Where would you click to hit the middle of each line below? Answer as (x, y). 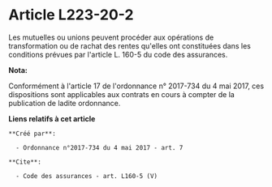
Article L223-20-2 (71, 15)
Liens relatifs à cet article (52, 118)
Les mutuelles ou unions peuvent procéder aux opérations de (111, 37)
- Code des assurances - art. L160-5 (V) (87, 176)
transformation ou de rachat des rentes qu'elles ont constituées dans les (130, 45)
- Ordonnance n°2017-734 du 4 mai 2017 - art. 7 (99, 147)
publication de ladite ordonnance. (65, 103)
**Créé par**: (32, 134)
